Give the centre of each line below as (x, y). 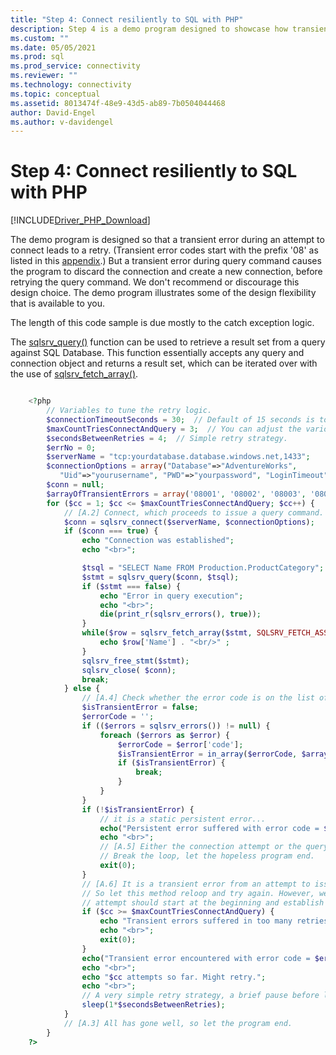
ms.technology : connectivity (71, 85)
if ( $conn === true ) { (111, 531)
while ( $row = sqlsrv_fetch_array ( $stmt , (167, 633)
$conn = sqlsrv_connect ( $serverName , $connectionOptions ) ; (189, 522)
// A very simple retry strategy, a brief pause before (200, 996)
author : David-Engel (53, 112)
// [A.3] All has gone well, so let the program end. (178, 1023)
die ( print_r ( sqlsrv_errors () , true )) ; (180, 614)
